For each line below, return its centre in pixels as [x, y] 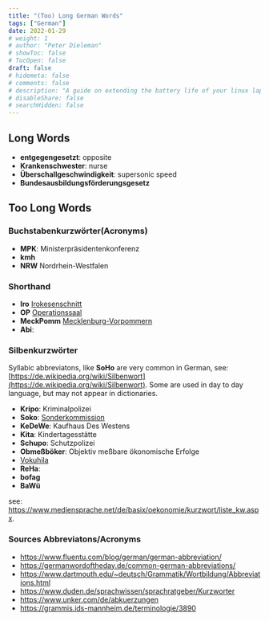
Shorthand [30, 286]
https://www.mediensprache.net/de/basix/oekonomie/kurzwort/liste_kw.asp [134, 510]
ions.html [35, 582]
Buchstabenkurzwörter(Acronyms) [78, 231]
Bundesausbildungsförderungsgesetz [85, 182]
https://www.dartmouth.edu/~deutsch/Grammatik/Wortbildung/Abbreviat [140, 574]
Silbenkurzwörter [43, 350]
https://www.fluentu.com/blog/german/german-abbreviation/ [121, 557]
